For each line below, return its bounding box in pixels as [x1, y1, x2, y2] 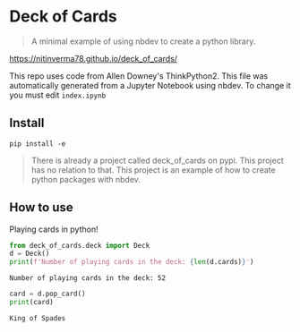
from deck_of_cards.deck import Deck [9, 241, 150, 250]
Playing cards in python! [9, 224, 99, 234]
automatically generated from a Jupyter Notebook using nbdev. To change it [9, 80, 291, 90]
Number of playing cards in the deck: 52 [9, 274, 167, 283]
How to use [9, 200, 73, 216]
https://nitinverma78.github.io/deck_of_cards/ [9, 53, 177, 64]
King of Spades [9, 313, 66, 323]
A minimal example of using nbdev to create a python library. [30, 36, 256, 47]
